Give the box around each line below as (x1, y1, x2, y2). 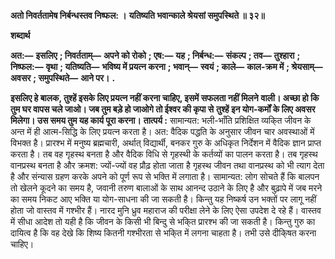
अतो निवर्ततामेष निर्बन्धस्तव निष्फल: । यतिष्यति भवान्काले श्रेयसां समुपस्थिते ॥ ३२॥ (10, 10, 265, 21)
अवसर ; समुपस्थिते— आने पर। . (10, 72, 116, 84)
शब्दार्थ (10, 30, 31, 41)
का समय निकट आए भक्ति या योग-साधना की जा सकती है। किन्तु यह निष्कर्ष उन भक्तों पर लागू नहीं (10, 193, 317, 205)
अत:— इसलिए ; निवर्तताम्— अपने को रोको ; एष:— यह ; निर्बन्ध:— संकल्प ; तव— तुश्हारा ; (10, 50, 301, 61)
